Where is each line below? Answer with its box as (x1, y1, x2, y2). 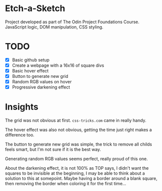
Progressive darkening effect (12, 84, 70, 90)
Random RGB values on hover (12, 79, 72, 85)
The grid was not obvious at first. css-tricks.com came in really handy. (5, 118, 146, 123)
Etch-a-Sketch (5, 3, 65, 14)
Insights (5, 102, 39, 113)
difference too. (5, 132, 35, 138)
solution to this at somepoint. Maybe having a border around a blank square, (5, 176, 158, 181)
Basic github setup (12, 57, 50, 63)
